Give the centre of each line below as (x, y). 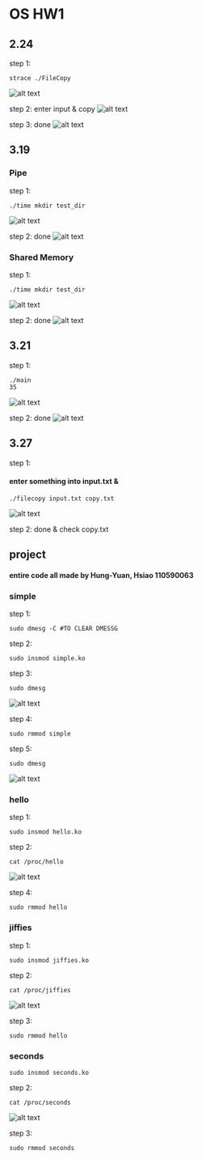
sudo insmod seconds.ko (49, 1072)
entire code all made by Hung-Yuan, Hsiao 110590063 (101, 575)
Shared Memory (42, 257)
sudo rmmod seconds (42, 1148)
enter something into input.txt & (64, 482)
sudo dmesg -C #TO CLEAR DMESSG (63, 629)
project (28, 555)
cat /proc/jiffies (40, 990)
